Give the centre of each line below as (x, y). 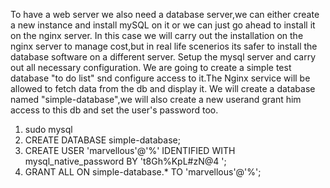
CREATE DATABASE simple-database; (102, 140)
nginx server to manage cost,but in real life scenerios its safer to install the (164, 46)
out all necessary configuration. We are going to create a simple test (151, 67)
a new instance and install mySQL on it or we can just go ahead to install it (163, 25)
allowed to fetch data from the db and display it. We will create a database (163, 88)
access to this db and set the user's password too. (114, 110)
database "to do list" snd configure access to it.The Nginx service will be (160, 78)
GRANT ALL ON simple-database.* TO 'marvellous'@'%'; (143, 172)
